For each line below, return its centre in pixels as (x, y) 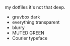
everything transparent (36, 22)
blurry (18, 27)
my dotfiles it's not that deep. (35, 7)
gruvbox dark (26, 17)
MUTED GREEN (28, 33)
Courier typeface (30, 38)
